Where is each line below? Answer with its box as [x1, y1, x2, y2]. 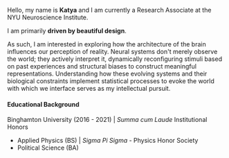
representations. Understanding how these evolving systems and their [7, 69, 208, 78]
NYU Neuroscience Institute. [7, 13, 89, 21]
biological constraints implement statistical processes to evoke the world [7, 77, 214, 85]
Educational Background [7, 100, 80, 108]
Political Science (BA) [17, 143, 80, 152]
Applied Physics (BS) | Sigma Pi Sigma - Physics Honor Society [17, 137, 199, 145]
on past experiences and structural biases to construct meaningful [7, 62, 197, 70]
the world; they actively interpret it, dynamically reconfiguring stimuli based [7, 55, 223, 63]
